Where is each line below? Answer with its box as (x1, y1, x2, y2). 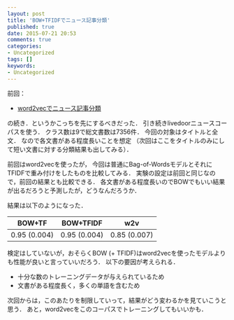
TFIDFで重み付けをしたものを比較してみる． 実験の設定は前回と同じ (7, 169, 204, 177)
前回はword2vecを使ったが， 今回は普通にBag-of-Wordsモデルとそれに (7, 160, 213, 168)
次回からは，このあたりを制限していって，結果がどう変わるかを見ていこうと (7, 295, 227, 305)
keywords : (7, 62, 36, 69)
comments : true (7, 36, 52, 43)
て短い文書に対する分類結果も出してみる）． (7, 145, 133, 153)
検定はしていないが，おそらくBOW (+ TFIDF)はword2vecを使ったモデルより (7, 249, 226, 257)
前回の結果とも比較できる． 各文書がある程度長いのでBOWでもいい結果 (19, 177, 226, 186)
